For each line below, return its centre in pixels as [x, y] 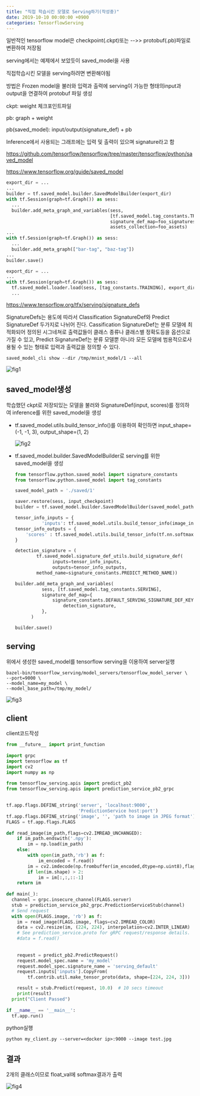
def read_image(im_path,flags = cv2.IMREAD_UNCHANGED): [74, 833]
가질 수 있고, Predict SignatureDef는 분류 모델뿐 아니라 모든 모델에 [84, 339]
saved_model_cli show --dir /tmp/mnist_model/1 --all [74, 358]
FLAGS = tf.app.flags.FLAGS [41, 822]
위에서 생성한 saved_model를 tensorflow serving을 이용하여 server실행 [90, 661]
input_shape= [175, 425]
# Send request [30, 910]
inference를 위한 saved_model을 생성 [57, 412]
